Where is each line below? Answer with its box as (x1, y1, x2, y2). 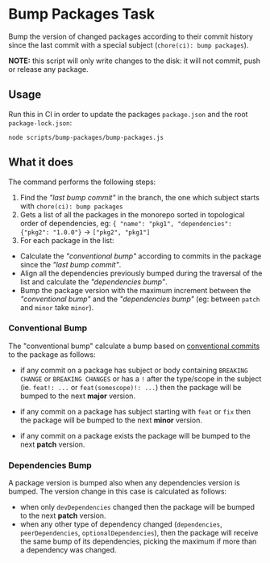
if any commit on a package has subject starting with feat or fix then (19, 406, 251, 416)
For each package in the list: (19, 235, 114, 245)
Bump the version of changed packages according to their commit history (8, 32, 254, 41)
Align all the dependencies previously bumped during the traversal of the (19, 268, 263, 278)
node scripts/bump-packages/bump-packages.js (8, 133, 164, 141)
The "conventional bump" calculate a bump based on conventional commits (8, 341, 260, 351)
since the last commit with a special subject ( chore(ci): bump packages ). (8, 40, 249, 49)
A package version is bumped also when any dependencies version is (8, 478, 240, 488)
